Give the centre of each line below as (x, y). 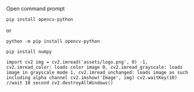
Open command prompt (36, 9)
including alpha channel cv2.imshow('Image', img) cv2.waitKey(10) (92, 78)
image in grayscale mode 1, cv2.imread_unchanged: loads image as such (97, 72)
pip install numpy (29, 52)
